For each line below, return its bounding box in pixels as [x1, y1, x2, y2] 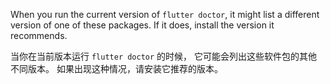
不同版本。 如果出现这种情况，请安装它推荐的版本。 [10, 63, 223, 74]
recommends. [10, 30, 68, 41]
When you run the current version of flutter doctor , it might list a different [10, 9, 320, 20]
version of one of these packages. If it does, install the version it [10, 19, 275, 31]
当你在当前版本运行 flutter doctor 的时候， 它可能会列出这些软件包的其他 [10, 50, 318, 62]
